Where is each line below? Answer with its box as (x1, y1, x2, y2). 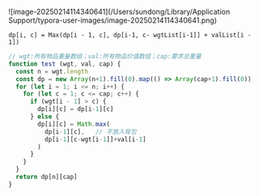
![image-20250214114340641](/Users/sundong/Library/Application (8, 7, 231, 16)
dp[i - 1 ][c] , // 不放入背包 (44, 127, 137, 136)
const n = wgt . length (15, 67, 89, 75)
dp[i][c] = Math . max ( (37, 120, 111, 128)
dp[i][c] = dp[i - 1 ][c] (37, 105, 114, 113)
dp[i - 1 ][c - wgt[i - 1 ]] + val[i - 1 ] (44, 135, 147, 143)
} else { (29, 113, 60, 121)
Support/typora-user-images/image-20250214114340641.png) (8, 15, 217, 25)
